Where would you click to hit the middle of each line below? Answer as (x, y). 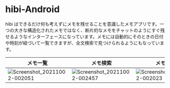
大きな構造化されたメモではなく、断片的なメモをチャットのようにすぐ (87, 30)
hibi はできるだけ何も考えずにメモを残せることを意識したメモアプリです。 (82, 24)
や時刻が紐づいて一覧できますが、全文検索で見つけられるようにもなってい (83, 43)
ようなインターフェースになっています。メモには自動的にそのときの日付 (89, 36)
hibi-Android (32, 9)
